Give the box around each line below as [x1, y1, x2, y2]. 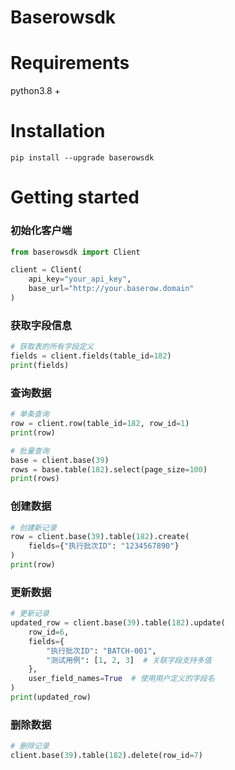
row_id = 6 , [28, 627, 70, 637]
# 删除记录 [10, 741, 50, 751]
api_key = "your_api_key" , [28, 274, 132, 285]
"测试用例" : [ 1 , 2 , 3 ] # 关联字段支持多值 [46, 655, 212, 665]
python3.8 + [10, 85, 61, 97]
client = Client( [10, 265, 83, 275]
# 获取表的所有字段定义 [10, 342, 95, 352]
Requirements [10, 52, 130, 75]
